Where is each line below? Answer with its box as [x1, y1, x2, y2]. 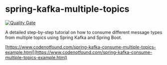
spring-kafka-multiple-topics [5, 3, 130, 15]
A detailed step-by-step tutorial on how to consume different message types [5, 29, 163, 35]
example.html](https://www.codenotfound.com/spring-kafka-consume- [5, 49, 153, 55]
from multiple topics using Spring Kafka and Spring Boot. [5, 34, 122, 40]
